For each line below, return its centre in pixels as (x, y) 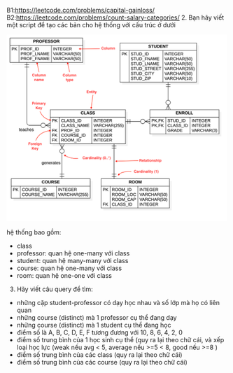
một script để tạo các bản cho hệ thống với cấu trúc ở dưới (91, 25)
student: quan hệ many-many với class (72, 260)
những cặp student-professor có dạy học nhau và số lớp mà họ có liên (118, 302)
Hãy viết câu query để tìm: (55, 289)
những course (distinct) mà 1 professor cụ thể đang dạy (97, 317)
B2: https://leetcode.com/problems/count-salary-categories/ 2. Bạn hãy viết (115, 17)
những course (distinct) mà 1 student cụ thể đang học (94, 325)
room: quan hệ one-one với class (64, 275)
